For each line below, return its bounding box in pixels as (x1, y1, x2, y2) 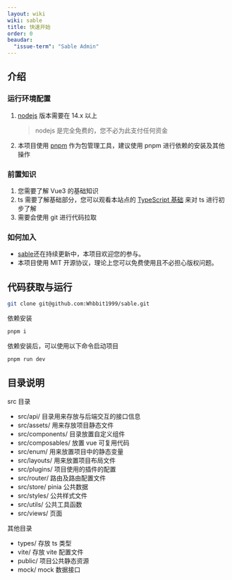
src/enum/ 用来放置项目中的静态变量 (17, 447, 124, 455)
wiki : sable (7, 17, 42, 24)
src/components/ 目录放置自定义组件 (17, 429, 126, 438)
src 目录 (7, 397, 31, 405)
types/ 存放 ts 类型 (17, 538, 72, 547)
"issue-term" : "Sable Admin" (13, 43, 99, 50)
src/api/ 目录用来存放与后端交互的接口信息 (17, 412, 141, 420)
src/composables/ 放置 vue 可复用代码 (17, 438, 130, 447)
